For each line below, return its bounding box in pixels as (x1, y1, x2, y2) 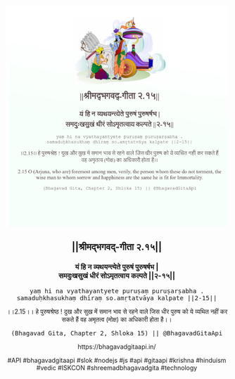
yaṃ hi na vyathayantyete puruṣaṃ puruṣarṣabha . (29, 287, 205, 295)
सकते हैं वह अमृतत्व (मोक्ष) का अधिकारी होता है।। (61, 315, 172, 323)
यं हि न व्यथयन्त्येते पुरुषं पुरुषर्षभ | (75, 262, 159, 272)
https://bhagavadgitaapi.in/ (77, 342, 156, 351)
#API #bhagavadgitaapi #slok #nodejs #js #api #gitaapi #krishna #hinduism (7, 356, 227, 364)
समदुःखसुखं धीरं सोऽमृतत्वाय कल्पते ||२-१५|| (58, 271, 176, 281)
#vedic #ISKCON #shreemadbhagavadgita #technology (36, 364, 198, 372)
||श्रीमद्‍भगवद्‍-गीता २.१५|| (71, 241, 163, 253)
